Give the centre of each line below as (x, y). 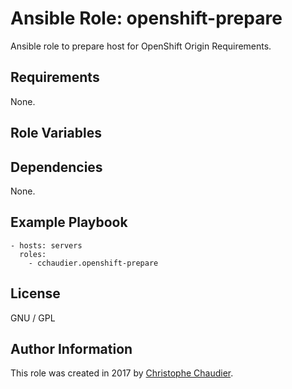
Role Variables (56, 133)
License (35, 293)
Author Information (71, 348)
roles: (33, 254)
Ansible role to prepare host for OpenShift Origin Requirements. (141, 46)
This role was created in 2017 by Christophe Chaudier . (122, 373)
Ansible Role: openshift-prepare (146, 18)
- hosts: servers (46, 245)
